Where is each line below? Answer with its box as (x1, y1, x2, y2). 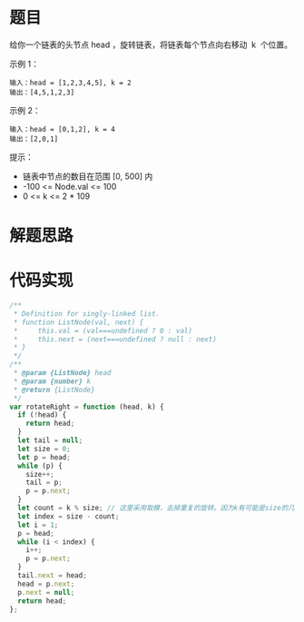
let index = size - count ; (17, 511, 120, 521)
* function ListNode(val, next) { (13, 318, 144, 327)
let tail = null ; (17, 436, 83, 445)
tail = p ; (25, 478, 64, 488)
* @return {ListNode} (13, 385, 95, 394)
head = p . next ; (17, 579, 75, 588)
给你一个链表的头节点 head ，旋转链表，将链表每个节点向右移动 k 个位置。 (9, 39, 293, 50)
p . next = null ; (17, 587, 75, 597)
